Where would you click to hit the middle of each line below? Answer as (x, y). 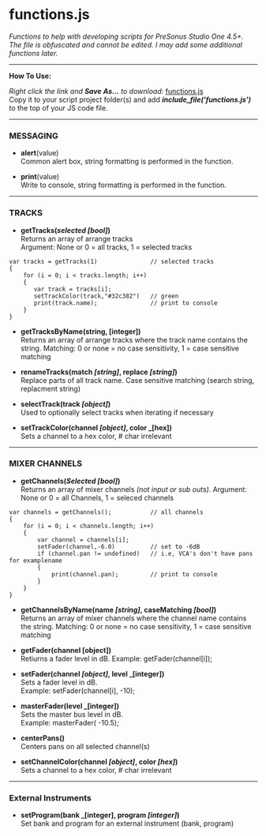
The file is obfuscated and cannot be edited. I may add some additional (126, 44)
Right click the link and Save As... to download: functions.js (106, 91)
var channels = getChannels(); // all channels (106, 512)
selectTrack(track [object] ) (66, 403)
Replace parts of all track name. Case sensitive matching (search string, (137, 380)
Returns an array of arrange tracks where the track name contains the (134, 339)
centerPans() (43, 738)
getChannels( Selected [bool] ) (70, 481)
